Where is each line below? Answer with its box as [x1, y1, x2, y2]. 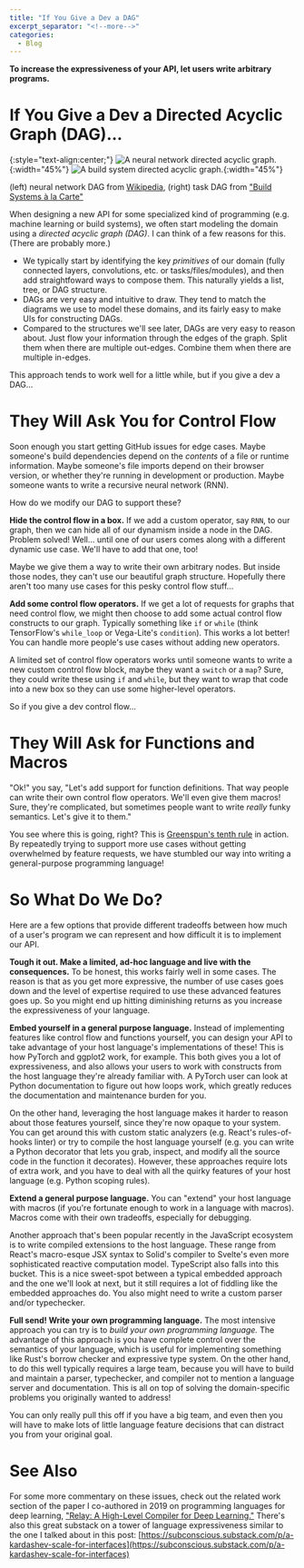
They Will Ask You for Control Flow [9, 411, 277, 432]
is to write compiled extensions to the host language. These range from [9, 1239, 277, 1250]
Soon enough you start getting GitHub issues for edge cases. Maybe [9, 442, 266, 452]
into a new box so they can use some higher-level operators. [9, 683, 236, 695]
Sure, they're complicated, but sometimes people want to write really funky [9, 801, 291, 813]
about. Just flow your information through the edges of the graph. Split [22, 332, 288, 343]
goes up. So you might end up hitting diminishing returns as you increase [9, 996, 283, 1006]
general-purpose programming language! [9, 858, 165, 868]
